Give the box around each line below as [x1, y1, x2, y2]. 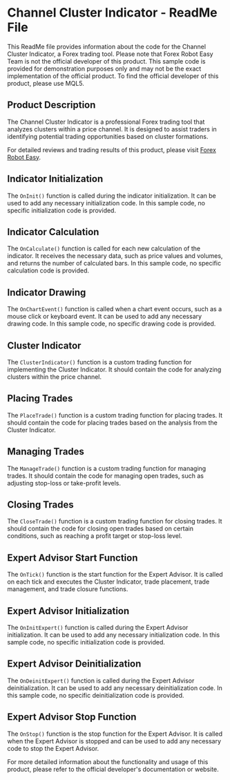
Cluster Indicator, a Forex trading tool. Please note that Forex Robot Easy [7, 50, 213, 58]
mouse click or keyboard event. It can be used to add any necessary [7, 313, 202, 321]
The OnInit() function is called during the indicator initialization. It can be [7, 192, 216, 200]
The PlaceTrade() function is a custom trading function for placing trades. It [7, 411, 223, 419]
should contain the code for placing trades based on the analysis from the [7, 418, 218, 427]
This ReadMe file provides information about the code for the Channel [7, 42, 206, 50]
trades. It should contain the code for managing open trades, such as [7, 472, 204, 480]
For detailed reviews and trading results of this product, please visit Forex [7, 145, 216, 154]
